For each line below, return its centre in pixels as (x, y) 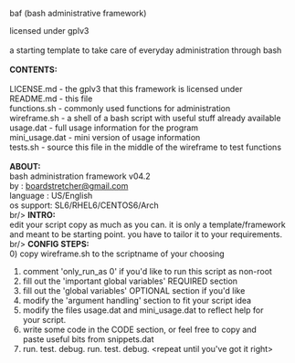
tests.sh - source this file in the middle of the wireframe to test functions (145, 147)
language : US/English (51, 196)
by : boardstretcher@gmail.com (69, 186)
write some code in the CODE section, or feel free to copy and (140, 329)
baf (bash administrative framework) (78, 13)
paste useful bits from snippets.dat (88, 339)
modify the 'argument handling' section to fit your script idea (137, 301)
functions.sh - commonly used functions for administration (120, 108)
